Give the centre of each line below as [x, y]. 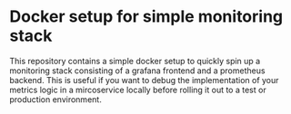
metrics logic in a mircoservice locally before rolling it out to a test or [138, 90]
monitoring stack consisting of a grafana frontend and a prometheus [137, 71]
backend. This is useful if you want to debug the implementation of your [144, 80]
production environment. [55, 99]
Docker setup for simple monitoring [146, 17]
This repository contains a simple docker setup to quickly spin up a [135, 61]
